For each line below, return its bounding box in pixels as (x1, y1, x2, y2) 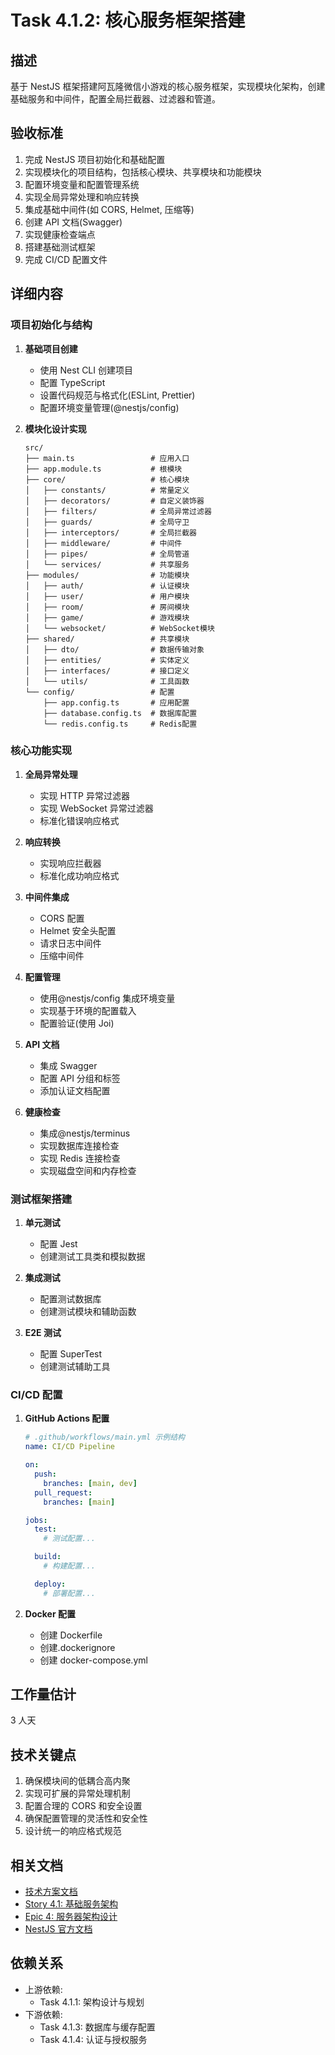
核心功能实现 (10, 744, 73, 758)
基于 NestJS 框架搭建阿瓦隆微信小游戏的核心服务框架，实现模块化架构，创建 (10, 81, 326, 92)
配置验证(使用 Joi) (39, 1017, 115, 1029)
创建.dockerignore (39, 1641, 116, 1653)
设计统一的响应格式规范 (24, 1825, 122, 1837)
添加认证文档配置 (39, 1084, 111, 1096)
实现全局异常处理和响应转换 (24, 191, 140, 203)
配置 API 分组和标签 (39, 1072, 121, 1084)
